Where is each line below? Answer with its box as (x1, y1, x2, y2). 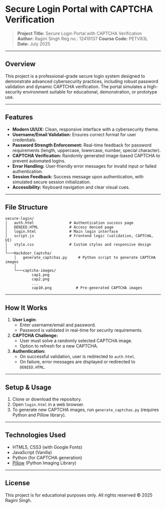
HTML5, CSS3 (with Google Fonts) (12, 444, 83, 450)
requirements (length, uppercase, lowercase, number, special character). (12, 147, 161, 153)
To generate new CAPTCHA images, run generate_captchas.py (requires (12, 407, 159, 412)
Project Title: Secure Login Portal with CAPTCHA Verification (17, 30, 142, 36)
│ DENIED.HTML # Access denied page (5, 225, 114, 230)
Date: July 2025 (17, 41, 50, 47)
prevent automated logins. (12, 157, 66, 164)
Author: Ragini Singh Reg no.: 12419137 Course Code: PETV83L (17, 36, 148, 42)
